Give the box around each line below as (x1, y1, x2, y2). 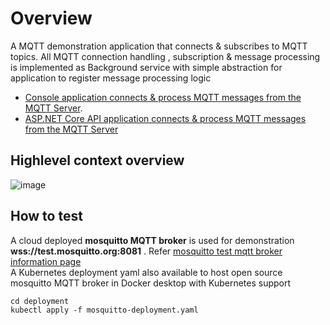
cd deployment (10, 296, 70, 306)
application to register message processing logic (10, 72, 212, 84)
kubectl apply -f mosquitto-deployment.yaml (10, 305, 199, 315)
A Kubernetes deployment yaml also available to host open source (10, 266, 283, 278)
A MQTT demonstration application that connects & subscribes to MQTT (10, 40, 308, 52)
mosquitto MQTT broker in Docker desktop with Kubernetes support (10, 277, 292, 289)
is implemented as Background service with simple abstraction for (10, 61, 283, 73)
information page (10, 255, 82, 267)
